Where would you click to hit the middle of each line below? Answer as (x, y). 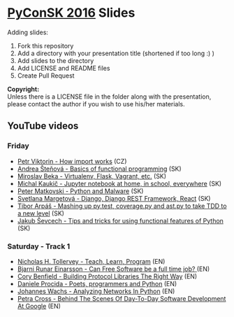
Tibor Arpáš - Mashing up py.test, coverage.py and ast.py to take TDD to (122, 206)
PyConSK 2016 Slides (71, 13)
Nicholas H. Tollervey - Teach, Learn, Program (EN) (91, 261)
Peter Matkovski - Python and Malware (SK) (80, 191)
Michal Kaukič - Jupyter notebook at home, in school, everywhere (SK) (119, 183)
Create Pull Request (46, 76)
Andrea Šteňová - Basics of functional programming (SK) (99, 169)
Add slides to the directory (56, 60)
